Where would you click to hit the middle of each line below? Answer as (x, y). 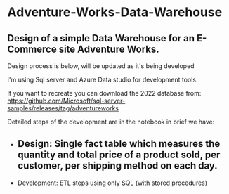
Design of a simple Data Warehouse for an (101, 38)
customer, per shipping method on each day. (117, 166)
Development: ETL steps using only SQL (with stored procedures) (112, 183)
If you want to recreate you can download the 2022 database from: (104, 93)
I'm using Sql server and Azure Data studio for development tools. (103, 79)
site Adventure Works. (109, 49)
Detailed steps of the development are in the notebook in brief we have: (111, 122)
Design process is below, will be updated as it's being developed (101, 66)
